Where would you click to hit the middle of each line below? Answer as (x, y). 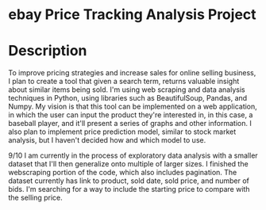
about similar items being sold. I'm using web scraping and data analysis (127, 90)
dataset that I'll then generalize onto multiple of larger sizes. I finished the (128, 164)
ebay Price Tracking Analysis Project (132, 15)
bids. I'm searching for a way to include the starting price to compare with (129, 189)
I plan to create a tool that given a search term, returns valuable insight (124, 82)
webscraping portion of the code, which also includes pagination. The (123, 173)
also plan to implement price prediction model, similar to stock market (122, 132)
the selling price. (36, 198)
